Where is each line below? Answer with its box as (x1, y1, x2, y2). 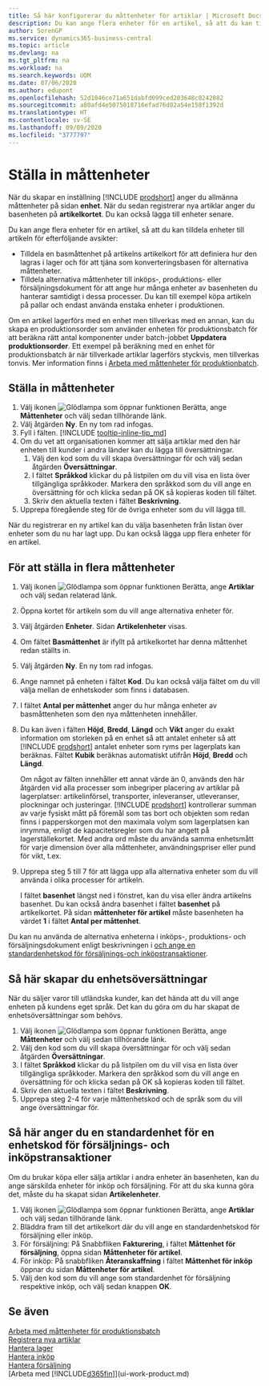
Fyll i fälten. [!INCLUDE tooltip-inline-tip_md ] (19, 428, 167, 438)
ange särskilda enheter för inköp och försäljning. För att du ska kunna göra (8, 1181, 255, 1190)
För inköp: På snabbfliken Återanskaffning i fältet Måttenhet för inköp (19, 1256, 253, 1266)
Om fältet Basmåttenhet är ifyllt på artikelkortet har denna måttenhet (19, 637, 247, 646)
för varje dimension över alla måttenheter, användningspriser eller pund (19, 843, 256, 853)
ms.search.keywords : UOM (8, 71, 91, 79)
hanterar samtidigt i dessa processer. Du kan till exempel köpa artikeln (19, 291, 252, 301)
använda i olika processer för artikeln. (19, 875, 145, 885)
